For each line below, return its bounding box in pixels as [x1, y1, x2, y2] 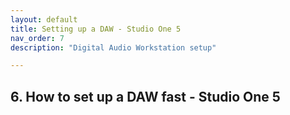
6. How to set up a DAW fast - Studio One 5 [10, 88, 281, 105]
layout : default [10, 14, 78, 25]
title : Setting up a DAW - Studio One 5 [10, 24, 182, 34]
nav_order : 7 [10, 33, 65, 43]
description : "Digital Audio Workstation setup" [10, 42, 217, 53]
